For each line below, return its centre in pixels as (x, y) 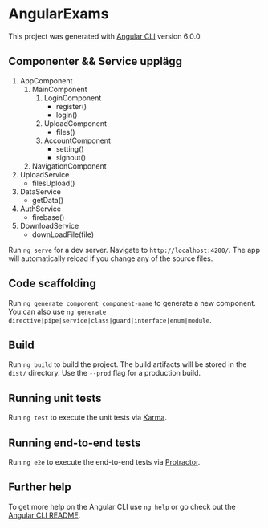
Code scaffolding (52, 284)
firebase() (48, 217)
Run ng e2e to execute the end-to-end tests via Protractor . (104, 462)
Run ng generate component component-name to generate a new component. (132, 303)
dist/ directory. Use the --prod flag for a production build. (104, 373)
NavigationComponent (69, 166)
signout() (71, 157)
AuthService (41, 209)
